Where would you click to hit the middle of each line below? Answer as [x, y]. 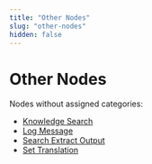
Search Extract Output [63, 141]
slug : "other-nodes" [48, 26]
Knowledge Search [58, 122]
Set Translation [50, 150]
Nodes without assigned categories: [76, 104]
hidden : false [36, 34]
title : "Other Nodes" [50, 18]
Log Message [48, 131]
